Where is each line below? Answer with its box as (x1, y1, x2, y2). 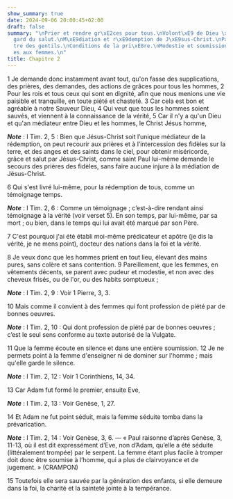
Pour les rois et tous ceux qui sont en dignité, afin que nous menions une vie (7, 89, 225, 97)
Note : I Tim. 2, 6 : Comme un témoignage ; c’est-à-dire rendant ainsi (7, 203, 204, 212)
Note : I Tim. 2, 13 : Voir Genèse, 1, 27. (7, 399, 116, 407)
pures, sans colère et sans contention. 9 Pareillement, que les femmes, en (7, 260, 218, 269)
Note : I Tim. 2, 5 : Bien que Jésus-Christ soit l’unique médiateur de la (7, 132, 206, 141)
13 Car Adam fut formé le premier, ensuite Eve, (7, 386, 141, 394)
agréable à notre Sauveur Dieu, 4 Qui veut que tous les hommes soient (7, 104, 209, 112)
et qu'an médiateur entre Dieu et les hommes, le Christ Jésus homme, (7, 119, 207, 127)
